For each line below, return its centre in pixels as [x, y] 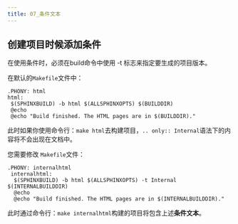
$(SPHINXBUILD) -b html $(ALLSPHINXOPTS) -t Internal [95, 181]
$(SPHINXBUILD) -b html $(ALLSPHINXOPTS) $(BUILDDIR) [92, 104]
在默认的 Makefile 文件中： [45, 78]
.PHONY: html [27, 92]
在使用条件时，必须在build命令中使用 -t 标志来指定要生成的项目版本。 [109, 63]
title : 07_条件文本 [34, 14]
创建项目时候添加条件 [54, 44]
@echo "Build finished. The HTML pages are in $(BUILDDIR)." [103, 117]
